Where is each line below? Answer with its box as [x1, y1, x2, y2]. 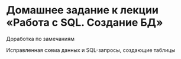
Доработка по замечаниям [6, 35, 75, 42]
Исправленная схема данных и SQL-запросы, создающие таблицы [6, 46, 176, 53]
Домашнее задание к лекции [6, 4, 159, 17]
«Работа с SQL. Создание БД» [6, 16, 163, 29]
